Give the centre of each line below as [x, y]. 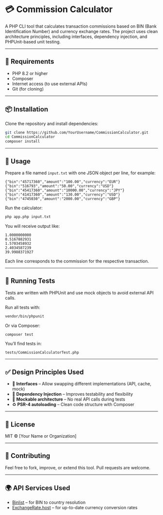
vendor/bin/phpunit [25, 316]
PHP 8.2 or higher [30, 73]
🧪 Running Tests [30, 281]
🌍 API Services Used [38, 488]
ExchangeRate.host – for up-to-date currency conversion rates [75, 507]
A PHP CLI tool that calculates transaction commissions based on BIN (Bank [81, 26]
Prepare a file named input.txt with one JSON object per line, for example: [81, 173]
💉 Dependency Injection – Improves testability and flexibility [73, 394]
